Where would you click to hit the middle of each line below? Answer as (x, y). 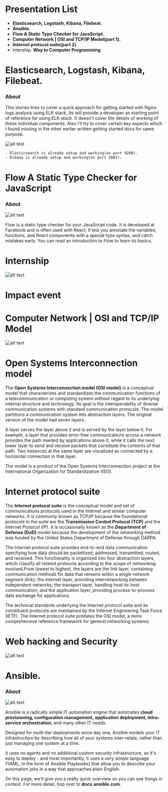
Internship (27, 261)
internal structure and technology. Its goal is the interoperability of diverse (82, 404)
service (13, 723)
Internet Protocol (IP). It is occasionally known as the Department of (76, 527)
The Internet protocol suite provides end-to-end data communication (76, 547)
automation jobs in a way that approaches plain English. (63, 769)
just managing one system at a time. (43, 743)
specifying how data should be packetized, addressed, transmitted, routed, (83, 553)
